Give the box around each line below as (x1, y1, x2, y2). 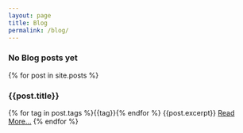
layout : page (8, 11, 52, 20)
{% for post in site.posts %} (8, 70, 99, 80)
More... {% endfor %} (8, 116, 79, 126)
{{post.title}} (8, 90, 60, 101)
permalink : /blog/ (8, 26, 69, 34)
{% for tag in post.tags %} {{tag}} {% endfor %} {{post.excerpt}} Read (8, 108, 235, 117)
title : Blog (8, 19, 48, 27)
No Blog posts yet (8, 52, 78, 63)
